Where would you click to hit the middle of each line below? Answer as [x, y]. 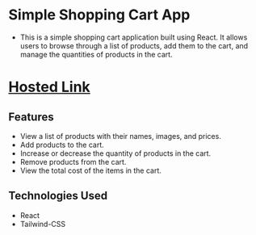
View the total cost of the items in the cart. [90, 170]
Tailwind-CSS [43, 224]
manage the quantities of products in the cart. [96, 54]
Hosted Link [49, 87]
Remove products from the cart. [73, 162]
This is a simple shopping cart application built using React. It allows [134, 37]
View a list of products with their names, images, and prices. [121, 136]
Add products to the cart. [62, 145]
